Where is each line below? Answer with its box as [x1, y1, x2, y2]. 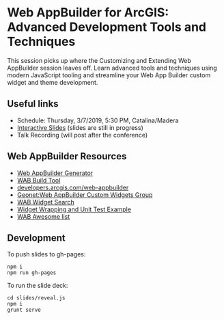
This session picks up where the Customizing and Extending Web [7, 56, 191, 64]
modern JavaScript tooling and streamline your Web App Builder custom [7, 70, 211, 79]
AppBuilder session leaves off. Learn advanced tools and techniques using [7, 64, 217, 72]
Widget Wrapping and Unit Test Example [16, 205, 132, 213]
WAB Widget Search [16, 198, 75, 206]
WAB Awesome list [16, 212, 70, 220]
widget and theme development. [7, 78, 98, 86]
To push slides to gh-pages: [7, 250, 86, 258]
